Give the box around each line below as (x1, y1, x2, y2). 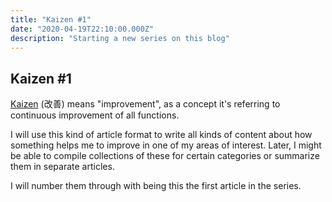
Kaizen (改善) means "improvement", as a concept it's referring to (10, 98, 281, 110)
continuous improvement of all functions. (10, 109, 180, 121)
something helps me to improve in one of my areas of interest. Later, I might (10, 139, 322, 151)
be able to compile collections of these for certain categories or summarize (10, 150, 320, 162)
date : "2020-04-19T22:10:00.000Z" (10, 24, 155, 34)
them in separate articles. (10, 161, 115, 173)
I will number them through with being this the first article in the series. (10, 180, 302, 192)
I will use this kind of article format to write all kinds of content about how (10, 129, 313, 141)
